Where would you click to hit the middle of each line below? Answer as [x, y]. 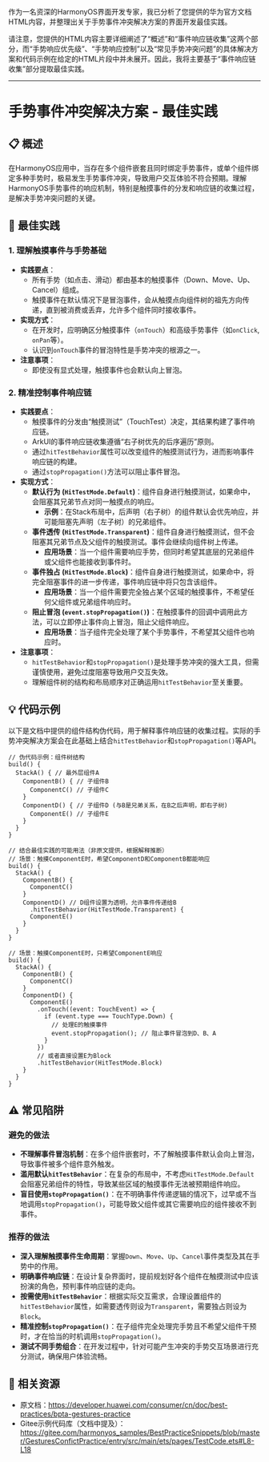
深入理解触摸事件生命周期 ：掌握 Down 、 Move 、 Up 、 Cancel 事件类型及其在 [137, 1256]
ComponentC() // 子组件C [69, 790]
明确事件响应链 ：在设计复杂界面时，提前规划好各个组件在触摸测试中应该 [139, 1276]
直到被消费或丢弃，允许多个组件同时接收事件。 [123, 309]
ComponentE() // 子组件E [69, 814]
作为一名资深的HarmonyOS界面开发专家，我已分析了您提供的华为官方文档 [130, 12]
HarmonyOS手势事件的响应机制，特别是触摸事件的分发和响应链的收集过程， [134, 188]
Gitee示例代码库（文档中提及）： [72, 1423]
